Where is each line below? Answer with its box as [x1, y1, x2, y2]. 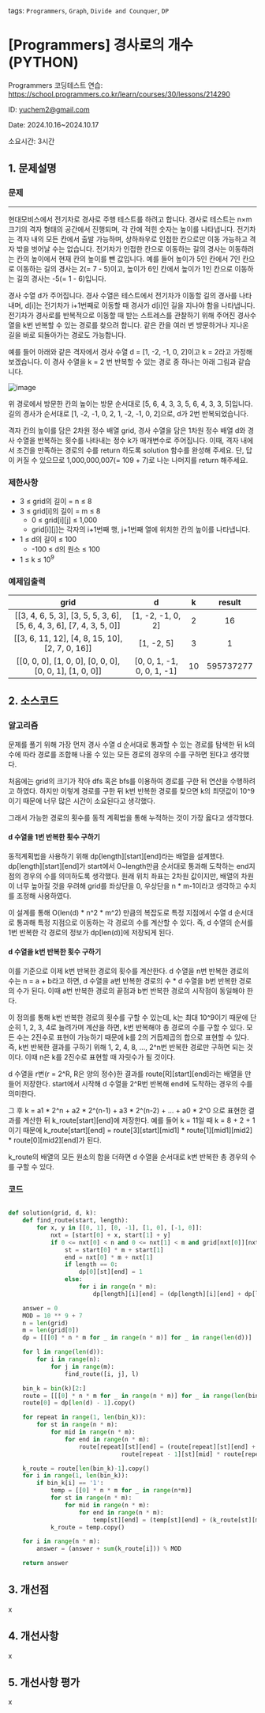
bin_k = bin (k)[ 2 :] [22, 1384, 87, 1393]
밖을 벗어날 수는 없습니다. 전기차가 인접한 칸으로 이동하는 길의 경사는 [16, 244, 227, 253]
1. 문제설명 [8, 161, 57, 176]
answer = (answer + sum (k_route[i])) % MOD [36, 1545, 181, 1553]
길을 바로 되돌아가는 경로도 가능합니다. [8, 330, 126, 339]
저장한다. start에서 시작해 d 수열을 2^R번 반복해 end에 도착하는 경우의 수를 [22, 1078, 253, 1088]
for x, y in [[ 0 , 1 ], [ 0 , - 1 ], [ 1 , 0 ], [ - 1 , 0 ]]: [36, 1224, 203, 1232]
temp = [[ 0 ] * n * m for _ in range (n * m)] [50, 1487, 192, 1495]
